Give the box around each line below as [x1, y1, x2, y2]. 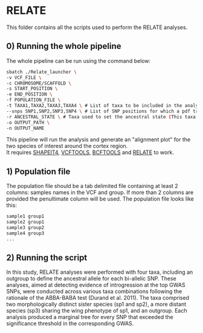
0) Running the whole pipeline [6, 41, 121, 51]
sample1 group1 [6, 213, 45, 219]
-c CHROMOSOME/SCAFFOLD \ [6, 80, 71, 86]
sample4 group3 [6, 230, 45, 236]
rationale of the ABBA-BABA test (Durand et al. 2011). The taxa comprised [6, 294, 189, 302]
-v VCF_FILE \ [6, 74, 42, 80]
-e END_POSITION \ [6, 91, 53, 97]
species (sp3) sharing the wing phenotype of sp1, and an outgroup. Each [6, 307, 187, 314]
